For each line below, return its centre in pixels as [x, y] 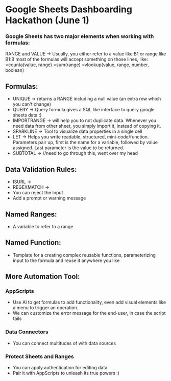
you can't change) [32, 104]
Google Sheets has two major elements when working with [80, 36]
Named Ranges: [31, 214]
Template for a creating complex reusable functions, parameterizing [84, 255]
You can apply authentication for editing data [60, 368]
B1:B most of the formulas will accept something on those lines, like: [77, 59]
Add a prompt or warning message [49, 198]
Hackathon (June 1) [47, 20]
